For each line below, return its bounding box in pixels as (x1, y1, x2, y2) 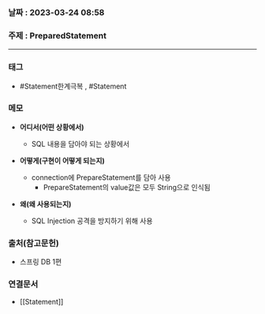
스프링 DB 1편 (19, 257, 62, 267)
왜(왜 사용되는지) (19, 199, 72, 208)
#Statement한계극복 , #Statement (19, 81, 127, 91)
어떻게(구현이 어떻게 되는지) (19, 155, 105, 165)
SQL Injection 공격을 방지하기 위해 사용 (31, 215, 153, 226)
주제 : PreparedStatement (8, 30, 106, 41)
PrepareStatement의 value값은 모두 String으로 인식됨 (43, 182, 211, 192)
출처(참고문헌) (8, 237, 59, 249)
